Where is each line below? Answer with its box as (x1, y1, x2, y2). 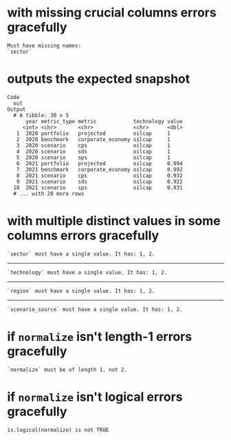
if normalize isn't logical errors (7, 389, 183, 404)
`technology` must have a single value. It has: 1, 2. (7, 269, 168, 276)
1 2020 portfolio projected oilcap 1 (16, 129, 170, 137)
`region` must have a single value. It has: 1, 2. (7, 287, 155, 294)
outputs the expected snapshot (7, 71, 190, 87)
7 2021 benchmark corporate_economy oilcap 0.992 (16, 166, 184, 173)
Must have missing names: (7, 42, 81, 49)
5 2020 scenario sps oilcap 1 (16, 154, 170, 161)
